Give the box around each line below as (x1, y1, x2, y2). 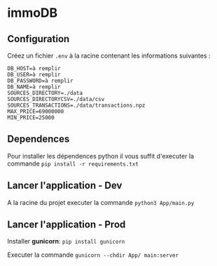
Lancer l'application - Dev (7, 180, 122, 192)
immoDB (7, 5, 58, 21)
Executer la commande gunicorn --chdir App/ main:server (7, 251, 179, 259)
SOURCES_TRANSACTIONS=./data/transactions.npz (7, 102, 146, 109)
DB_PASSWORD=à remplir (7, 77, 73, 84)
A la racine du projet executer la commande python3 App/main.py (7, 198, 195, 206)
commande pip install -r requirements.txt (7, 159, 139, 168)
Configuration (7, 33, 70, 45)
